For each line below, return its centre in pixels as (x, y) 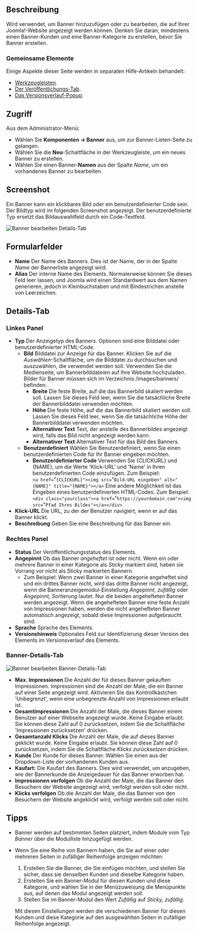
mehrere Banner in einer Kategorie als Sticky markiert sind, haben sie (99, 564)
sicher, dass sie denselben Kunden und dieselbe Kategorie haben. (104, 874)
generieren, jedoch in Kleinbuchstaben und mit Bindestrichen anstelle (99, 286)
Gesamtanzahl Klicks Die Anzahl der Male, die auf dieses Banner (95, 736)
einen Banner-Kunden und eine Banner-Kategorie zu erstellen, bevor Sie (94, 36)
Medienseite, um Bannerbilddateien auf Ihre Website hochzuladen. (105, 372)
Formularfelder (35, 247)
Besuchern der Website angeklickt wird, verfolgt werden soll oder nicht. (102, 799)
